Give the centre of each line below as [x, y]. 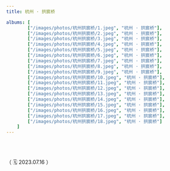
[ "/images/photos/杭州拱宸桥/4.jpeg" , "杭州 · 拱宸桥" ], [95, 44]
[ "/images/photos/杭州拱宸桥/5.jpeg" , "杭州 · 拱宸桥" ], [95, 50]
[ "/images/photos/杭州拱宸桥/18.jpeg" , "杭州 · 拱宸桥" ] [95, 121]
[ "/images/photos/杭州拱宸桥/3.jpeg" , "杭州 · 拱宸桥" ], [95, 39]
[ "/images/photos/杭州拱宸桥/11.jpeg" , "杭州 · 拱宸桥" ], [96, 83]
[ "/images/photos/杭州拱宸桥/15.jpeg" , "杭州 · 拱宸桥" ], [96, 105]
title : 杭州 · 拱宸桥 [31, 12]
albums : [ [18, 22]
